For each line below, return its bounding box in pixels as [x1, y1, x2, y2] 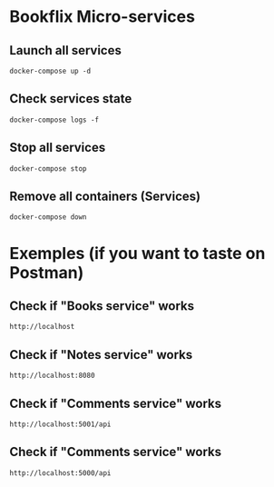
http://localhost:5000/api [9, 468, 112, 478]
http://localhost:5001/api [9, 420, 112, 429]
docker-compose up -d [9, 66, 92, 75]
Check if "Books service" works [9, 298, 195, 314]
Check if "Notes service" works [9, 347, 193, 363]
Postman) [9, 262, 84, 283]
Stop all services [9, 140, 106, 155]
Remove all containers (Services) [9, 189, 201, 204]
